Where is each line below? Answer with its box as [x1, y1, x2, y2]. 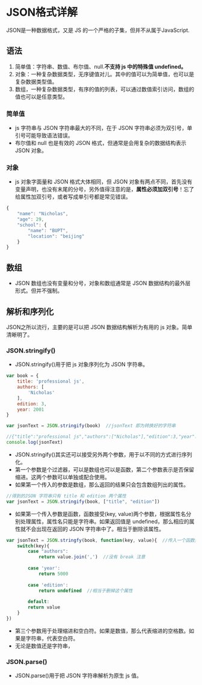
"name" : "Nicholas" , [17, 211, 69, 217]
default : [28, 599, 50, 605]
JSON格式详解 [6, 5, 78, 19]
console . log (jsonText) [6, 440, 63, 446]
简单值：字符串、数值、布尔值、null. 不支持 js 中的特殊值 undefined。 [14, 63, 186, 70]
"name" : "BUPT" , [28, 227, 69, 233]
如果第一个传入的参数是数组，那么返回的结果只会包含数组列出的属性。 [14, 481, 189, 488]
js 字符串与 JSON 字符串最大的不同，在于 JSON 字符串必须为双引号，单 [14, 124, 192, 132]
